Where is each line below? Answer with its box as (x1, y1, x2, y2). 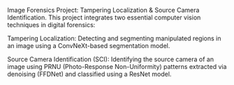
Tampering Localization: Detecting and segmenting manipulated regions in (7, 34, 221, 42)
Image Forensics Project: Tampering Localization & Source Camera (7, 6, 200, 14)
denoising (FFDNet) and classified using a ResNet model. (7, 70, 172, 78)
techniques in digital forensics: (7, 21, 96, 29)
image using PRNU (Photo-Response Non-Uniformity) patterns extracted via (7, 63, 227, 70)
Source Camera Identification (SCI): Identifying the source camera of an (7, 55, 214, 63)
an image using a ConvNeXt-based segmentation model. (7, 42, 170, 49)
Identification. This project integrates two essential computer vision (7, 13, 201, 22)
